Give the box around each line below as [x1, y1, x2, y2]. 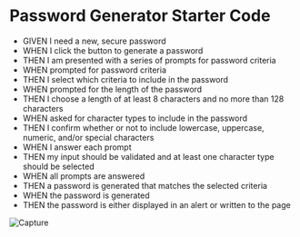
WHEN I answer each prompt [22, 142, 132, 153]
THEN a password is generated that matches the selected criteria [22, 180, 268, 191]
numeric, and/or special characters [22, 132, 155, 143]
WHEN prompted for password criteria [22, 64, 166, 75]
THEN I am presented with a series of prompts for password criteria [22, 54, 276, 65]
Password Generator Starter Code [9, 5, 271, 26]
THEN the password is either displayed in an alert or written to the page [22, 199, 291, 210]
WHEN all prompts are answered [22, 170, 145, 182]
